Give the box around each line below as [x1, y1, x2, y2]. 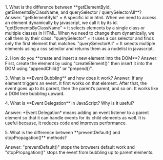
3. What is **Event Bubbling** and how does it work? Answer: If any [5, 75, 143, 81]
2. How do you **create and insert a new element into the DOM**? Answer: [5, 55, 158, 61]
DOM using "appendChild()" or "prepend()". [5, 66, 93, 71]
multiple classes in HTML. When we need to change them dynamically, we [5, 30, 155, 36]
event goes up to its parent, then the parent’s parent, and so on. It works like [5, 86, 159, 91]
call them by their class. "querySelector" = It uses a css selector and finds [5, 35, 154, 41]
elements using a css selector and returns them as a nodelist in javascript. [5, 46, 154, 51]
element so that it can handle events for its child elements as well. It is [5, 115, 146, 120]
